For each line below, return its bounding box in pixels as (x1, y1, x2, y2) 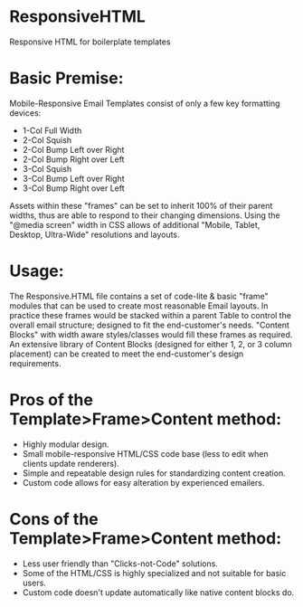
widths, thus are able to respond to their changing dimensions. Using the (9, 210, 280, 221)
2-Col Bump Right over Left (22, 154, 125, 165)
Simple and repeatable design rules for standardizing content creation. (22, 468, 287, 479)
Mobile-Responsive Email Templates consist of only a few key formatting (9, 98, 280, 109)
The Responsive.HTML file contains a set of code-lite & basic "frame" (9, 290, 269, 301)
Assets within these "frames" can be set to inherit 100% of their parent (9, 200, 273, 211)
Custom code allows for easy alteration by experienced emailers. (22, 477, 265, 488)
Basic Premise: (9, 68, 124, 89)
